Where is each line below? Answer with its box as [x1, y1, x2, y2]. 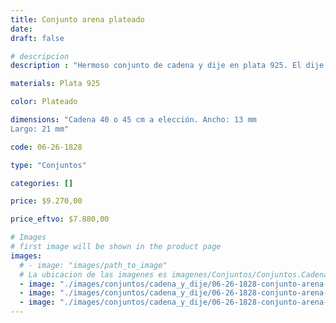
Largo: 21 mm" [10, 124, 70, 134]
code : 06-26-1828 [10, 142, 83, 152]
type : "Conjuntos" [10, 160, 87, 170]
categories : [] [10, 178, 74, 188]
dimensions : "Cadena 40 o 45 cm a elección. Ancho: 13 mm [10, 115, 257, 125]
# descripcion [10, 51, 70, 61]
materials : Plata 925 [10, 79, 101, 89]
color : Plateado [10, 97, 78, 107]
